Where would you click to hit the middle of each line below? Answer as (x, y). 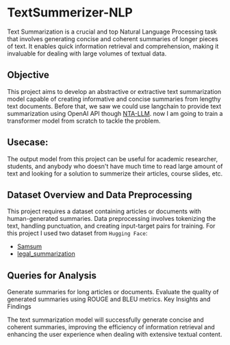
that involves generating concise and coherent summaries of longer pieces (113, 38)
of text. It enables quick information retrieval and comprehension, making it (113, 46)
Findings (20, 307)
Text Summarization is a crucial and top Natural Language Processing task (112, 32)
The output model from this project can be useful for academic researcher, (112, 158)
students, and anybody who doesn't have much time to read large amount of (115, 166)
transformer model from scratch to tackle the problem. (84, 121)
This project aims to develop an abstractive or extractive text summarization (114, 91)
